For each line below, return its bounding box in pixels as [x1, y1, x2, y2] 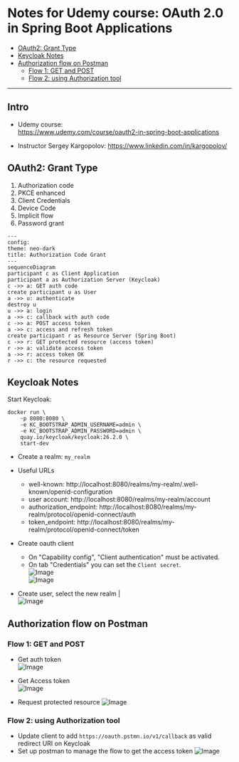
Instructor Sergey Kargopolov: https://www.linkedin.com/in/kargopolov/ [17, 141, 228, 150]
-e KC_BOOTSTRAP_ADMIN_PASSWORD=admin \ [20, 428, 142, 435]
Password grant [17, 218, 65, 227]
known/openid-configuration [28, 487, 113, 496]
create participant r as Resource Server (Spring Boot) [7, 332, 176, 339]
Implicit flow [17, 211, 54, 220]
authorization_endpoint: [28, 503, 98, 512]
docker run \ [7, 409, 46, 416]
